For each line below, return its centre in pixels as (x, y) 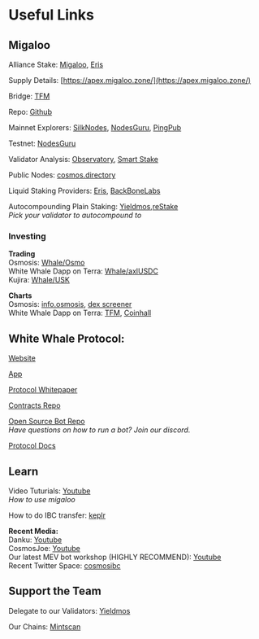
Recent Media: (33, 531)
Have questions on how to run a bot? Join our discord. (99, 430)
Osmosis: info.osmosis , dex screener (70, 304)
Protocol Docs (32, 446)
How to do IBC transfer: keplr (57, 515)
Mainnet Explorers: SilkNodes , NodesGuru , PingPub (95, 127)
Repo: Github (30, 112)
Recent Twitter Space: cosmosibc (65, 565)
